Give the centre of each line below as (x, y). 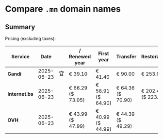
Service (21, 57)
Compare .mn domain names (63, 9)
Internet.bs (21, 94)
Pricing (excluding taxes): (31, 38)
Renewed (80, 57)
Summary (20, 27)
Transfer (126, 57)
